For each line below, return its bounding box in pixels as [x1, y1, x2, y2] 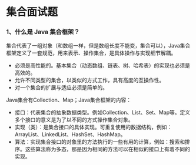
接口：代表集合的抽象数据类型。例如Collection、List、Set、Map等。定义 [14, 109, 191, 116]
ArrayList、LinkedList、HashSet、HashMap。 [14, 131, 126, 138]
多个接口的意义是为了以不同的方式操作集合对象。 [14, 116, 134, 123]
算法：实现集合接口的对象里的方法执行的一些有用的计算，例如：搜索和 [14, 139, 185, 146]
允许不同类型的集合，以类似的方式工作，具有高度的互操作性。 [14, 77, 165, 84]
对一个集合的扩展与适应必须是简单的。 [14, 84, 108, 91]
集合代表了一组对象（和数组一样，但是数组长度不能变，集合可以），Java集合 [6, 42, 191, 49]
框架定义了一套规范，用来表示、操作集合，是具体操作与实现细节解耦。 [6, 49, 177, 56]
